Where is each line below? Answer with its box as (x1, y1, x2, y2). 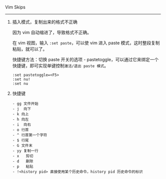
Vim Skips (5, 4, 26, 10)
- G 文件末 (12, 143, 33, 148)
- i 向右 (12, 122, 31, 127)
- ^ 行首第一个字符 (12, 133, 47, 138)
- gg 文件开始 (12, 101, 39, 106)
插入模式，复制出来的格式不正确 (12, 19, 78, 25)
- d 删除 (12, 159, 34, 164)
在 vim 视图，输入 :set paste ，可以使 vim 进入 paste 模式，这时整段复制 (12, 40, 160, 46)
